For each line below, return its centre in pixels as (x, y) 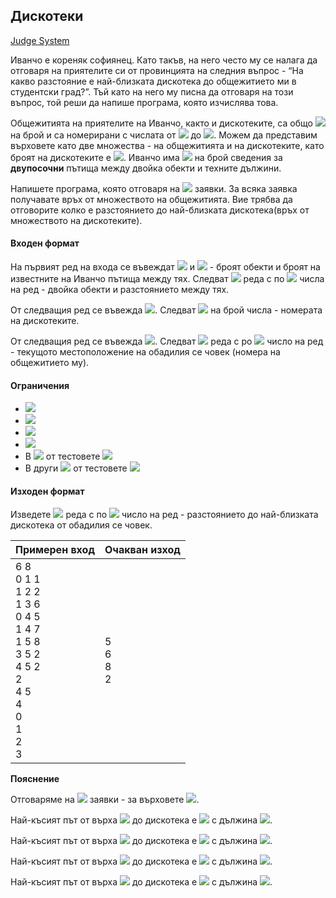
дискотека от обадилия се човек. (81, 525)
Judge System (40, 40)
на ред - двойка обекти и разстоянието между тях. (120, 290)
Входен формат (45, 243)
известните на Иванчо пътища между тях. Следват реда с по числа (167, 279)
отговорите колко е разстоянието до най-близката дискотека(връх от (160, 210)
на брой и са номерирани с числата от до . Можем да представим (164, 135)
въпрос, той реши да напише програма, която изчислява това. (144, 102)
